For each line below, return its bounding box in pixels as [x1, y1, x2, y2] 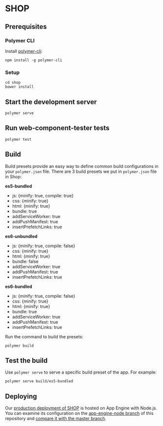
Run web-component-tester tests [5, 124, 110, 132]
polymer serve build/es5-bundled [5, 379, 73, 384]
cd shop [5, 80, 21, 85]
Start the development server [5, 97, 97, 106]
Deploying [5, 392, 37, 401]
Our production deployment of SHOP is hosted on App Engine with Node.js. [5, 405, 158, 411]
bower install [5, 84, 34, 90]
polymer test [5, 137, 32, 142]
